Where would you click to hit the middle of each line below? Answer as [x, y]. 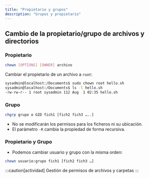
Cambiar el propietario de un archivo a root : [49, 74]
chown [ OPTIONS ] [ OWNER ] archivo [39, 65]
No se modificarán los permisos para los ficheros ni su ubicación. [77, 124]
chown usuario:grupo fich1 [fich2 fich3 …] [50, 161]
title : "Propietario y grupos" [37, 9]
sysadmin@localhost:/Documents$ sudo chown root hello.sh [65, 83]
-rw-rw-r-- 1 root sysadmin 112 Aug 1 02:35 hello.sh [61, 92]
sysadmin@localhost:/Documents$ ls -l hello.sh [54, 88]
